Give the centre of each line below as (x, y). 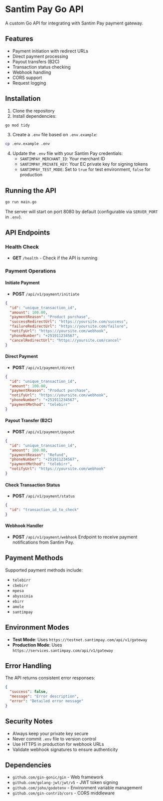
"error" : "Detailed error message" (47, 701)
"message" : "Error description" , (44, 697)
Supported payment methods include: (44, 570)
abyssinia (23, 596)
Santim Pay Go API (44, 9)
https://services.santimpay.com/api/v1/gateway (63, 650)
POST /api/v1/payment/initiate (46, 294)
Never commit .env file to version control (54, 739)
